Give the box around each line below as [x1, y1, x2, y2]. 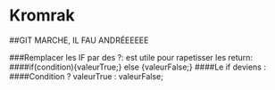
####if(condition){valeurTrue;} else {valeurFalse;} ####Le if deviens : [9, 61, 266, 72]
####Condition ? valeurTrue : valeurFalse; [9, 70, 163, 81]
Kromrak [9, 5, 76, 26]
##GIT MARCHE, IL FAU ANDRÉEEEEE [9, 35, 149, 45]
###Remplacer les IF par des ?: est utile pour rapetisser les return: [9, 52, 253, 62]
